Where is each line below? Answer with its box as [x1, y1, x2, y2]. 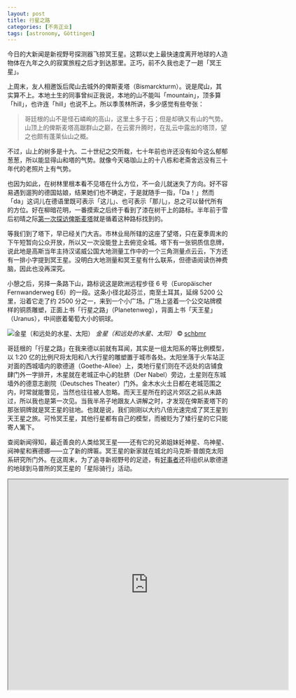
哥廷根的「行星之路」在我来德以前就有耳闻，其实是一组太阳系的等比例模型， [7, 344, 228, 353]
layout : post [7, 10, 45, 18]
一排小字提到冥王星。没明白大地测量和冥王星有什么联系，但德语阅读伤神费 [13, 256, 228, 264]
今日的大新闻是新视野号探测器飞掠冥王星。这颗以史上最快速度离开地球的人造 [7, 50, 228, 58]
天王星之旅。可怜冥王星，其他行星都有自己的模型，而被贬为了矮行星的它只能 [7, 414, 228, 423]
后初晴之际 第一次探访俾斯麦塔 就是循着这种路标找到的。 [7, 214, 167, 223]
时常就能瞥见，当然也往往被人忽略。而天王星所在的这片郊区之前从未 [19, 388, 216, 397]
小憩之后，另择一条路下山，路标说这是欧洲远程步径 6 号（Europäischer [7, 280, 212, 288]
